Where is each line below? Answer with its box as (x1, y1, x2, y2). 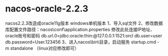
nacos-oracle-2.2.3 (5, 3, 88, 14)
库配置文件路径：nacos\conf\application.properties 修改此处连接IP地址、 (5, 26, 155, 32)
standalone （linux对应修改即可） (10, 45, 79, 51)
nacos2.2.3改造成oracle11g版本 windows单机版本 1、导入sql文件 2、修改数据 (5, 20, 163, 26)
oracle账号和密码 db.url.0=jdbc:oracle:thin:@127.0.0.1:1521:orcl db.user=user (5, 32, 162, 38)
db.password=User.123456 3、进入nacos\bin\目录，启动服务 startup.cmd (5, 38, 156, 45)
